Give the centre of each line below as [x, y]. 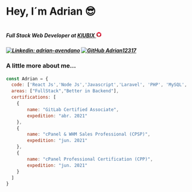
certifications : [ [34, 97]
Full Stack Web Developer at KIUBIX [51, 36]
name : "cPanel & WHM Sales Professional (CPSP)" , [89, 134]
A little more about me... [41, 66]
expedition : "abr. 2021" [57, 116]
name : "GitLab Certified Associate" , [73, 110]
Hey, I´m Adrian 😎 [51, 11]
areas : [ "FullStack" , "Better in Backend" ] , [65, 91]
